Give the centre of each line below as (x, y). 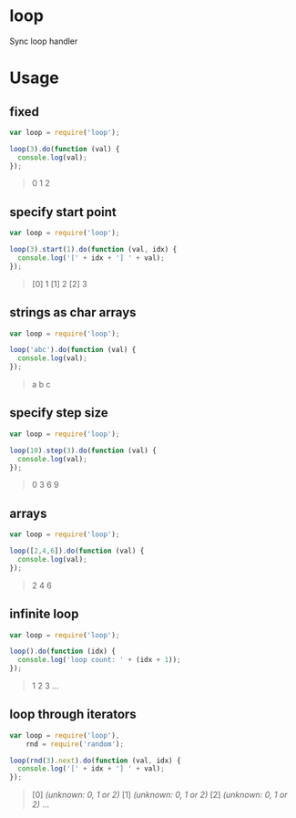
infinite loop (44, 614)
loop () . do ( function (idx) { (63, 652)
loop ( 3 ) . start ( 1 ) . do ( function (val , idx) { (93, 250)
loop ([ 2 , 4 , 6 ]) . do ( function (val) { (77, 551)
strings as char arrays (73, 312)
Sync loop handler (44, 41)
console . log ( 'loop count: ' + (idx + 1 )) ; (99, 660)
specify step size (59, 413)
